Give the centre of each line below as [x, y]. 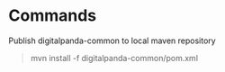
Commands [53, 16]
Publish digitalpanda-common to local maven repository [112, 40]
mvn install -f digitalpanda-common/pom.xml [114, 58]
